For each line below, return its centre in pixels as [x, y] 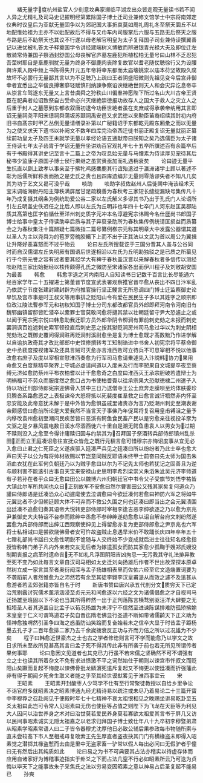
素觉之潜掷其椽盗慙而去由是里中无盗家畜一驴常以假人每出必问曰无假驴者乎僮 [101, 744]
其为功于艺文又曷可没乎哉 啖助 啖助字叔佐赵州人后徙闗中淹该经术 [98, 183]
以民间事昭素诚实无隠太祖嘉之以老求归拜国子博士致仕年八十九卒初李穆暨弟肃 [101, 721]
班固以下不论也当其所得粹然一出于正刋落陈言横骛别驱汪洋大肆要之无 [112, 600]
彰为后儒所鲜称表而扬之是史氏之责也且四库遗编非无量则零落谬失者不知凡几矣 [101, 176]
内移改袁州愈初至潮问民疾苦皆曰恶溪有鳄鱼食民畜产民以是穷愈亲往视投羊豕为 [101, 418]
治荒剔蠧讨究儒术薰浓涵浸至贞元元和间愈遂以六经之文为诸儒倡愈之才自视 [96, 592]
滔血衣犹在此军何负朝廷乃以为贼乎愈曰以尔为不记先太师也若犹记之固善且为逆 [101, 464]
